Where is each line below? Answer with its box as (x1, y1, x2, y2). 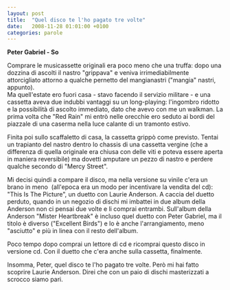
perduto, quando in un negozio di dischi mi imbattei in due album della (7, 197, 206, 206)
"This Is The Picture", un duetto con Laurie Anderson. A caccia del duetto (7, 190, 215, 199)
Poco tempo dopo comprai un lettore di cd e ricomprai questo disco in (7, 240, 206, 248)
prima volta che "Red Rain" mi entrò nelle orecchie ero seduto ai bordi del (7, 113, 215, 121)
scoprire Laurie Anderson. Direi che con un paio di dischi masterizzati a (7, 268, 209, 276)
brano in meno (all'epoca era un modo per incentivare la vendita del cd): (7, 183, 214, 191)
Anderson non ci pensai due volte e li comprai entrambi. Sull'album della (7, 205, 211, 213)
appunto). (7, 83, 35, 91)
